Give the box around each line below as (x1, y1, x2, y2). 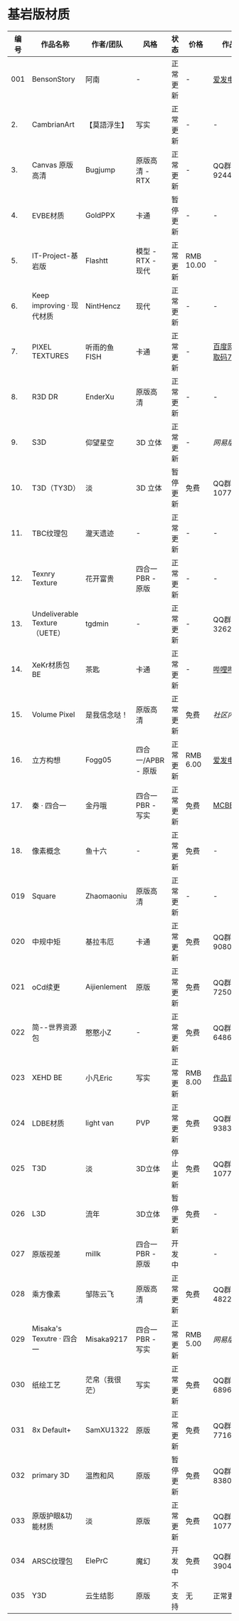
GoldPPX (85, 210, 115, 220)
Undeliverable (31, 609, 79, 619)
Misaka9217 (85, 1334, 128, 1344)
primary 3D (31, 1470, 70, 1480)
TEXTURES (31, 350, 69, 360)
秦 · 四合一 (31, 800, 67, 810)
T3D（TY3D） (31, 483, 80, 493)
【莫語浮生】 (85, 120, 129, 130)
